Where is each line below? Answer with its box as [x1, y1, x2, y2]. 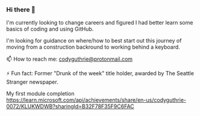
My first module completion [6, 90, 75, 97]
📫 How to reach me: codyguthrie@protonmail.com [6, 55, 133, 63]
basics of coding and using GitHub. [6, 25, 94, 32]
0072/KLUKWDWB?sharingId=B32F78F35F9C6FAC [6, 103, 134, 110]
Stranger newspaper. [6, 78, 58, 86]
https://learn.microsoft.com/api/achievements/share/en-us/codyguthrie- [6, 96, 187, 104]
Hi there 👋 [6, 5, 36, 14]
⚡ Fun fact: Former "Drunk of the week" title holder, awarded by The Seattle [6, 70, 195, 77]
